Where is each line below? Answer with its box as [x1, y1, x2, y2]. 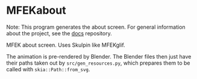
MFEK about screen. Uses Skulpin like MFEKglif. [6, 41, 125, 48]
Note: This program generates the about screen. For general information [6, 23, 186, 31]
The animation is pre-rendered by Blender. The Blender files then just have [6, 53, 192, 60]
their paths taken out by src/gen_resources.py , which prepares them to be [6, 59, 191, 66]
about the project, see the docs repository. [6, 29, 113, 37]
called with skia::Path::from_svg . [6, 65, 90, 72]
